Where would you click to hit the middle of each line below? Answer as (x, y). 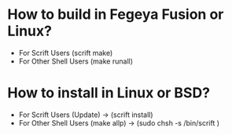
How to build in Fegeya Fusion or (116, 15)
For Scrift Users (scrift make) (66, 53)
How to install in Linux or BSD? (109, 93)
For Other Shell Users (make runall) (76, 61)
